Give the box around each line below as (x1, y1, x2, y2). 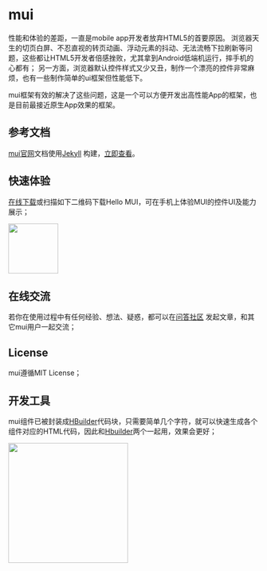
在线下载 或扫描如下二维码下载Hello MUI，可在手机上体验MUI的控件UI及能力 (8, 197, 257, 206)
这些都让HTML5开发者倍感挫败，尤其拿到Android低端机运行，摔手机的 (22, 53, 254, 62)
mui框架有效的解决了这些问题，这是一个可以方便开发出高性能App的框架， (8, 90, 250, 99)
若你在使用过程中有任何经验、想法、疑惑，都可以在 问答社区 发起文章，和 (8, 312, 248, 321)
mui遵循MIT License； (8, 368, 82, 377)
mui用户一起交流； (14, 322, 77, 332)
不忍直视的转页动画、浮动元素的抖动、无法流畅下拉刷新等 (57, 42, 245, 53)
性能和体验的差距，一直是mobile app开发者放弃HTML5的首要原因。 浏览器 (8, 33, 253, 42)
